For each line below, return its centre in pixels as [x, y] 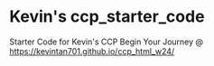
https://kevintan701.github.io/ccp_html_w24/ [92, 51]
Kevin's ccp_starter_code [107, 17]
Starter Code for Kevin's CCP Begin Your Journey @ [107, 42]
